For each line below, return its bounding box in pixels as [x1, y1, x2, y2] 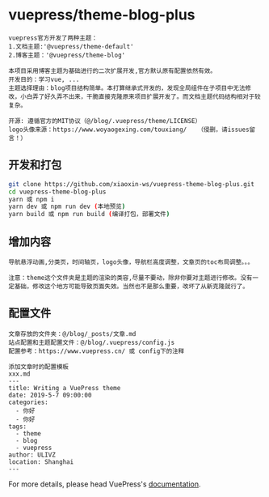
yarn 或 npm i [8, 195, 55, 203]
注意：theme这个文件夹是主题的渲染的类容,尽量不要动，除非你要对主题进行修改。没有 [8, 274, 253, 282]
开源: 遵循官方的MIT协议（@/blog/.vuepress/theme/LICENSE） [8, 117, 202, 125]
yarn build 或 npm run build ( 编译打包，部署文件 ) [8, 210, 170, 219]
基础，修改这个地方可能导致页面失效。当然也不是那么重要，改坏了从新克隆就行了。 [14, 282, 249, 291]
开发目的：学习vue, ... [8, 75, 80, 83]
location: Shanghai [8, 457, 74, 466]
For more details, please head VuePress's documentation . [8, 479, 201, 489]
